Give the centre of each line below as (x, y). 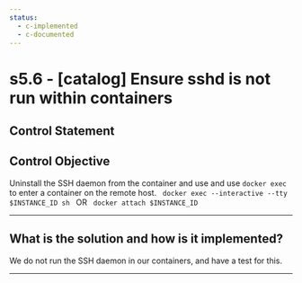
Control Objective (60, 161)
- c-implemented (48, 26)
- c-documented (46, 34)
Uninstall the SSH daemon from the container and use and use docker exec (148, 183)
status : (24, 18)
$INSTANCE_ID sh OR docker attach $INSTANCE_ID (104, 202)
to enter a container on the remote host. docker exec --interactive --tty (148, 192)
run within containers (91, 97)
